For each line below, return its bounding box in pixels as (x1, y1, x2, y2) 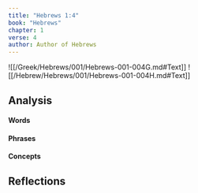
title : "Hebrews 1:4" (8, 11, 80, 20)
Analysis (8, 94, 53, 107)
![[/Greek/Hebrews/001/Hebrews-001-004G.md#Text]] (8, 62, 187, 72)
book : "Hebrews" (8, 19, 62, 27)
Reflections (8, 174, 66, 187)
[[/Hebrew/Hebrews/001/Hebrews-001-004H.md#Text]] (8, 71, 191, 80)
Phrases (8, 133, 36, 143)
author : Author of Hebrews (8, 41, 97, 49)
